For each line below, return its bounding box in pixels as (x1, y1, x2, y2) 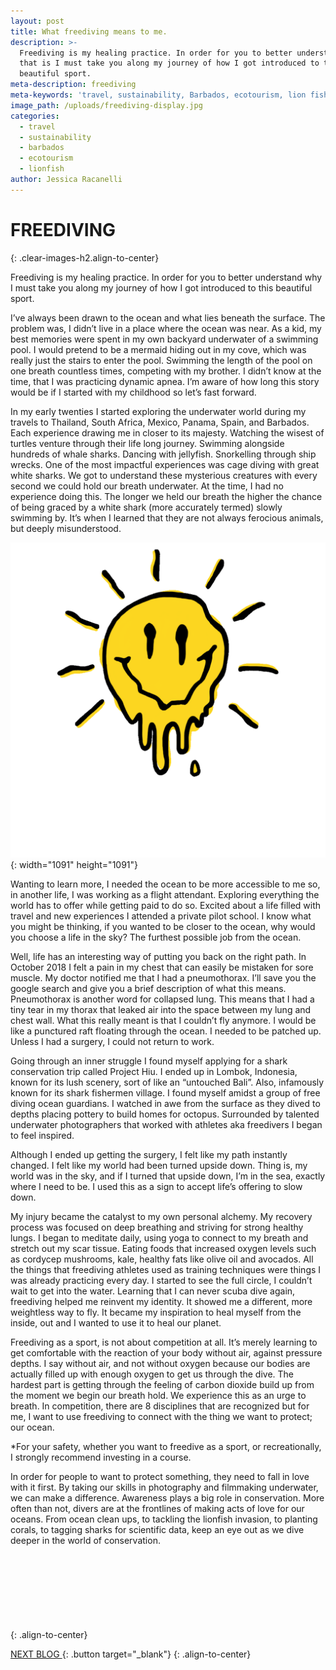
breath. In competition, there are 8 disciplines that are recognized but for (10, 1400, 310, 1412)
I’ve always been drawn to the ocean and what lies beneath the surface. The (10, 311, 326, 324)
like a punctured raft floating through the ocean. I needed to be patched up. (10, 1025, 322, 1037)
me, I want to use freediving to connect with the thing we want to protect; (10, 1410, 313, 1422)
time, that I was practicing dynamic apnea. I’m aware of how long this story (10, 375, 320, 387)
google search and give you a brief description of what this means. (10, 982, 287, 994)
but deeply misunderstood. (10, 522, 122, 534)
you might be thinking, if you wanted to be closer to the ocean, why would (10, 920, 316, 932)
